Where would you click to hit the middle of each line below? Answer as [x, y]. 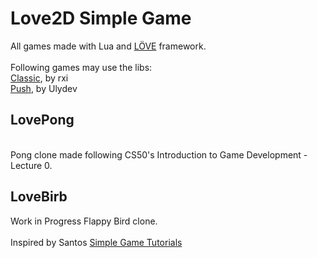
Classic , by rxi [39, 78]
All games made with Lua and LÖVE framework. [108, 46]
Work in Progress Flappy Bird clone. [84, 221]
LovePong [42, 120]
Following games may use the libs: [81, 67]
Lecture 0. [31, 165]
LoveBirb [39, 197]
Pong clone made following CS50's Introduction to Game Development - [159, 154]
